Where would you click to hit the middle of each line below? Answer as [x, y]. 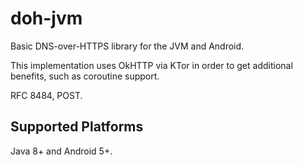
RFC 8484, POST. [46, 95]
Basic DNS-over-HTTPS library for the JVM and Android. [127, 46]
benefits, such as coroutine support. [85, 76]
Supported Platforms [77, 127]
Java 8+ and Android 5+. [61, 151]
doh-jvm [46, 18]
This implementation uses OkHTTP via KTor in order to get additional [151, 65]
